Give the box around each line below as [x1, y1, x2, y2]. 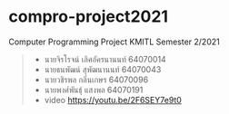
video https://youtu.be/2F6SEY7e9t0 [44, 94, 183, 105]
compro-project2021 [8, 6, 169, 27]
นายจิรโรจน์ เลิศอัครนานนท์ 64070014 [44, 53, 167, 64]
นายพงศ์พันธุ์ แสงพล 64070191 [44, 84, 144, 95]
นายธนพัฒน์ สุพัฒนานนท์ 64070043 [44, 63, 162, 74]
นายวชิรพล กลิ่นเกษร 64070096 [44, 74, 149, 85]
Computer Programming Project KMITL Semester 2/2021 [8, 36, 220, 47]
